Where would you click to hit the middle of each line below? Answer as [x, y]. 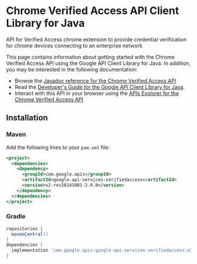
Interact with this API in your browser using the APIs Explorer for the [97, 93]
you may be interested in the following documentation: [72, 69]
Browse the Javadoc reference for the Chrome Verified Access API [95, 81]
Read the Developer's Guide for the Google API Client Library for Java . [100, 87]
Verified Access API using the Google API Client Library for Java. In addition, [98, 63]
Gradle [16, 217]
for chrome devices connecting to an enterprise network [74, 46]
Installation [27, 118]
